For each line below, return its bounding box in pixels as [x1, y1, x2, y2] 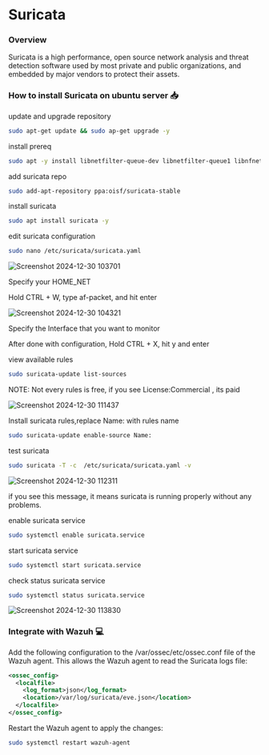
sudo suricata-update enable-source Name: [8, 432, 152, 440]
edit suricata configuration [8, 231, 96, 242]
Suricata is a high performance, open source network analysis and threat [8, 52, 250, 62]
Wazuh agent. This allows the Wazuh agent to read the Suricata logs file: [8, 656, 248, 665]
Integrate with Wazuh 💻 [8, 626, 104, 637]
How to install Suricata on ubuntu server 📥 [8, 90, 179, 101]
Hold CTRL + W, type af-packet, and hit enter [8, 293, 158, 302]
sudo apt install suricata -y [8, 217, 110, 225]
